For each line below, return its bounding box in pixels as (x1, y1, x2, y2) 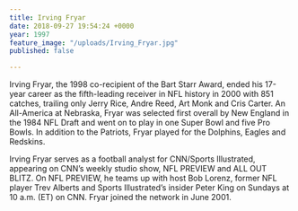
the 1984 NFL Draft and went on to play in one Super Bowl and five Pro (9, 118, 271, 128)
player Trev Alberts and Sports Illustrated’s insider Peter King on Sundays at (9, 182, 290, 193)
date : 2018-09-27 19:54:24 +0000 (9, 22, 135, 31)
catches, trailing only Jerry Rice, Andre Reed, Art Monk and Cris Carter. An (9, 98, 285, 109)
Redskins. (9, 136, 46, 147)
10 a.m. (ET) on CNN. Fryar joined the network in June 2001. (9, 192, 232, 203)
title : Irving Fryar (9, 13, 87, 22)
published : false (9, 47, 74, 56)
